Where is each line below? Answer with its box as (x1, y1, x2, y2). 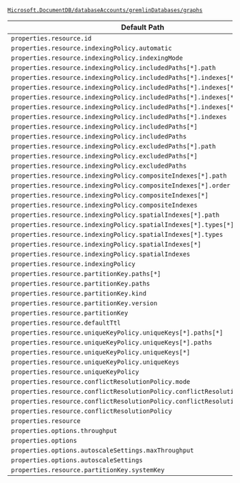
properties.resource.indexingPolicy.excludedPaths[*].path (11, 143, 216, 150)
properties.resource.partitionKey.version (11, 300, 158, 307)
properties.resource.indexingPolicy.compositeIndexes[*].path (11, 172, 227, 180)
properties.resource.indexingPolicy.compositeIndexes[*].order (11, 182, 231, 189)
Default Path (121, 22, 164, 32)
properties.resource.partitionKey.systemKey (11, 466, 165, 474)
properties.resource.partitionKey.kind (11, 290, 146, 298)
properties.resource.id (11, 34, 92, 42)
